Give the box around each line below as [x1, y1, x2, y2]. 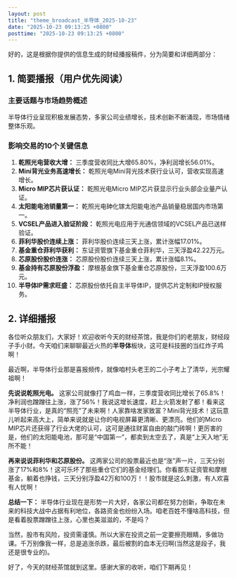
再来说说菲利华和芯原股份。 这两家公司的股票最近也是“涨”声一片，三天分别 [8, 456, 225, 465]
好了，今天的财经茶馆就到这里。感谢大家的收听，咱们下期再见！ [8, 563, 193, 572]
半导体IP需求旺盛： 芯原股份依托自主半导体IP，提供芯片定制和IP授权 [18, 281, 217, 290]
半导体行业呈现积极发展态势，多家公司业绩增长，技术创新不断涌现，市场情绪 [8, 113, 230, 121]
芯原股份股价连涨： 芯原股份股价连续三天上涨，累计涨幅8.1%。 [18, 255, 200, 264]
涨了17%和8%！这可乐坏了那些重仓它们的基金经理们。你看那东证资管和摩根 [8, 465, 227, 474]
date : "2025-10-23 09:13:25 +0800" [8, 23, 113, 30]
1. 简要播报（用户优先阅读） [8, 72, 129, 84]
